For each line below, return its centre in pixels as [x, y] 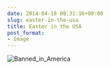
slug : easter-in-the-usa [43, 20]
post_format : [26, 33]
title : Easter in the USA [44, 26]
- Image [18, 39]
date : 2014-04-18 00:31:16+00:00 [55, 13]
